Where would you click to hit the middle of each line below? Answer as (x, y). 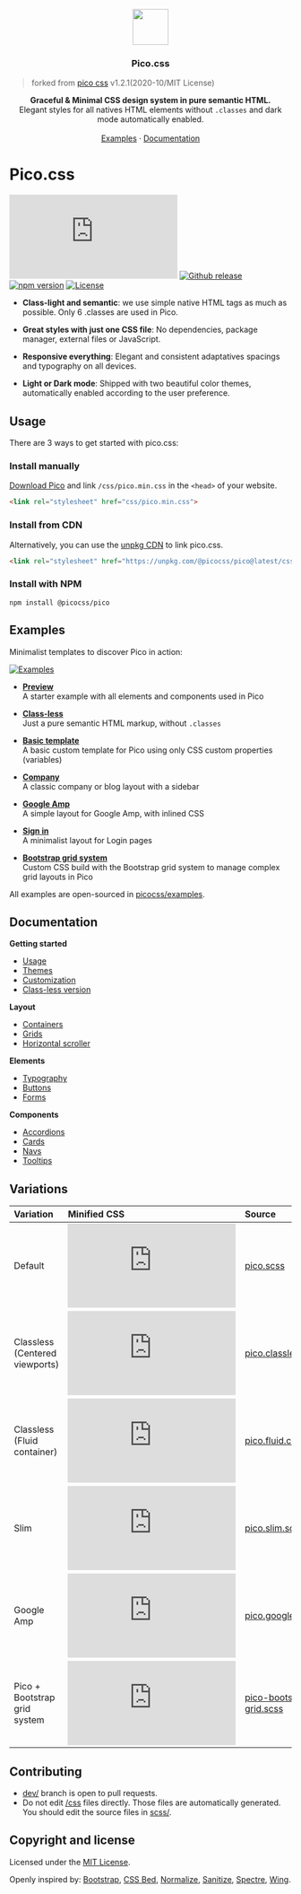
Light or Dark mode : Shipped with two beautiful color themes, (137, 384)
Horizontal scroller (56, 1043)
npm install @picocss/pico (60, 602)
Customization (49, 980)
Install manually (45, 466)
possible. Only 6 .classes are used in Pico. (100, 312)
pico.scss (265, 1266)
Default (29, 1266)
